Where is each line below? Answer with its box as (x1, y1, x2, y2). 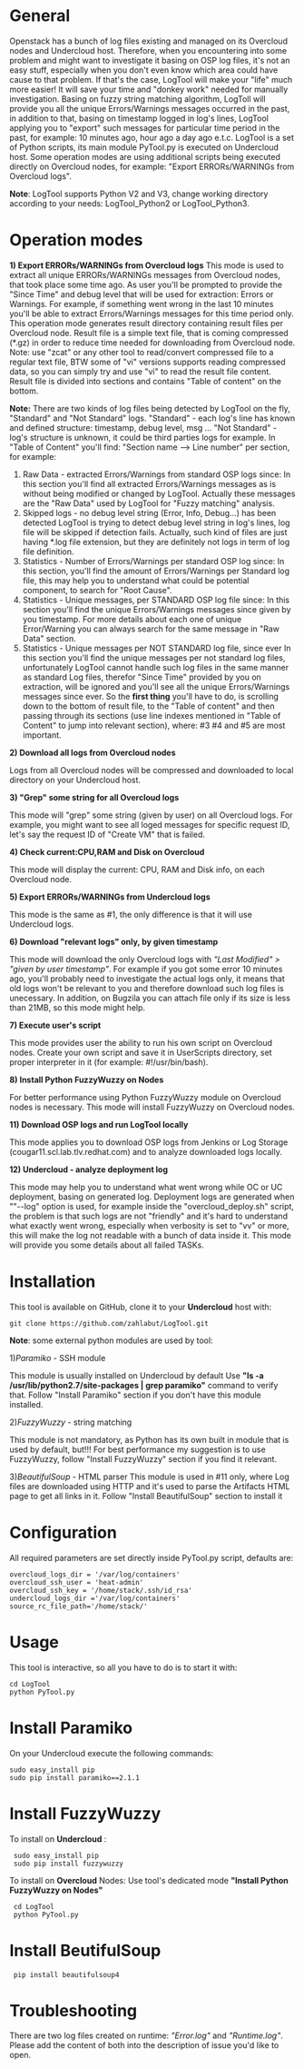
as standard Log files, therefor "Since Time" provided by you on (22, 671, 261, 682)
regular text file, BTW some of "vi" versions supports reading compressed (9, 356, 286, 367)
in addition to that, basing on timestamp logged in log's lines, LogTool (9, 113, 270, 124)
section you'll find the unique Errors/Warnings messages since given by (22, 603, 292, 614)
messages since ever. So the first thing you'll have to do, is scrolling (22, 691, 279, 701)
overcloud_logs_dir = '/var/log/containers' (9, 1569, 181, 1579)
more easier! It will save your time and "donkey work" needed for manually (9, 84, 289, 94)
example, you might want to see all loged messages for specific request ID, (9, 819, 290, 830)
